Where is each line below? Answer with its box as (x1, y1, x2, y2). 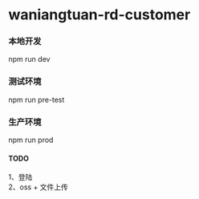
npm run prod (8, 135, 54, 145)
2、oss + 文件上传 (8, 182, 68, 192)
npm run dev (8, 55, 51, 64)
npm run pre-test (8, 95, 65, 104)
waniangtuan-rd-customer (8, 6, 191, 24)
